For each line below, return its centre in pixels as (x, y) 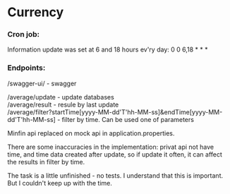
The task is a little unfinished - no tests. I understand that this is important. (115, 175)
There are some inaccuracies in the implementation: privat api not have (110, 147)
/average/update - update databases (61, 97)
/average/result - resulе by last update (63, 104)
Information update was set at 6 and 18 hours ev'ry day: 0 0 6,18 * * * (108, 49)
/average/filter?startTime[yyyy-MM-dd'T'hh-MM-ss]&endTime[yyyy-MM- (115, 112)
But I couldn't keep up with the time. (60, 183)
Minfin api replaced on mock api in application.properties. (91, 133)
